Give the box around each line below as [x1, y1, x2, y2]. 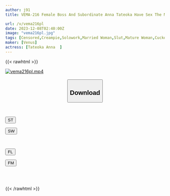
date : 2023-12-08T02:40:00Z [5, 26, 65, 31]
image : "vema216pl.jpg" [5, 31, 56, 36]
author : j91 [5, 7, 30, 13]
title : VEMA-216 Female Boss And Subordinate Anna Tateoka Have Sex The [5, 12, 162, 17]
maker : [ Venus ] [5, 40, 37, 45]
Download [70, 89, 100, 96]
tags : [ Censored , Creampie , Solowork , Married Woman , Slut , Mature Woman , [5, 35, 155, 40]
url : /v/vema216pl [5, 21, 44, 26]
